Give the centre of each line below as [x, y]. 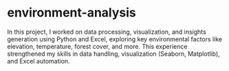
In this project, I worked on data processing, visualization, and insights [107, 32]
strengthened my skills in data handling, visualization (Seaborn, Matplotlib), [113, 54]
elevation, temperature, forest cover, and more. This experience [97, 46]
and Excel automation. [39, 61]
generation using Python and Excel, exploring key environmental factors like [115, 39]
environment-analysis [72, 13]
